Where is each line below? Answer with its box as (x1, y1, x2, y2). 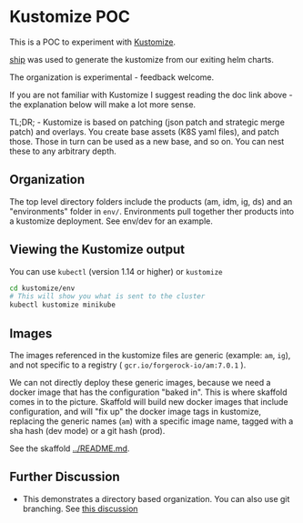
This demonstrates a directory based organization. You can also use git (22, 493, 290, 504)
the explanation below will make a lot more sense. (9, 98, 197, 110)
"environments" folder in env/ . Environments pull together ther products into (9, 206, 294, 216)
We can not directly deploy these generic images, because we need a (9, 377, 271, 387)
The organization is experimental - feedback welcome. (9, 71, 215, 83)
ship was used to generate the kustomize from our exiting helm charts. (9, 54, 275, 65)
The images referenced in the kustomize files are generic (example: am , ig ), (9, 350, 291, 360)
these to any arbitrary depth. (9, 146, 116, 156)
